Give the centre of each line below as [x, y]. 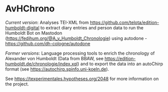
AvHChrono [30, 9]
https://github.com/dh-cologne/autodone [48, 43]
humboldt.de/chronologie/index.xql [41, 64]
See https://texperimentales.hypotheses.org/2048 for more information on [82, 79]
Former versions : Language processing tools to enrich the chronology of [80, 53]
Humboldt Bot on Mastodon [34, 33]
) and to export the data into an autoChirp [120, 64]
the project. [17, 84]
